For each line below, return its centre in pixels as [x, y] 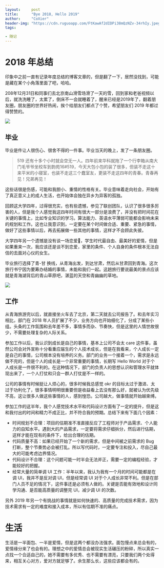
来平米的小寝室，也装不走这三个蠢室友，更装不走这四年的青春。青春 [85, 173]
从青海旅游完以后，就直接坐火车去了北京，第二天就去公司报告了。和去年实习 [82, 314]
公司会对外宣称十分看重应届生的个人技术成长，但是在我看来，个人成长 [80, 349]
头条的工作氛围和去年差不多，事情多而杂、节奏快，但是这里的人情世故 [84, 326]
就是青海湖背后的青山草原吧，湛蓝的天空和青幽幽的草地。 [63, 275]
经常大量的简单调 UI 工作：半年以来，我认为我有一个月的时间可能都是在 [84, 471]
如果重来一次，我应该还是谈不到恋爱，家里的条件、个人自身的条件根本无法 [80, 247]
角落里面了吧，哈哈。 [52, 83]
